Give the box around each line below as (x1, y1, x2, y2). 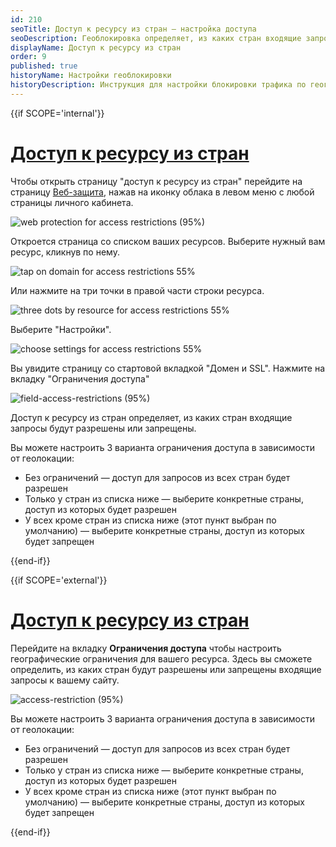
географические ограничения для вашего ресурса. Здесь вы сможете (10, 652, 313, 665)
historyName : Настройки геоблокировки (10, 71, 172, 81)
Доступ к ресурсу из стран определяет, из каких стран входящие (10, 411, 293, 423)
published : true (10, 61, 78, 71)
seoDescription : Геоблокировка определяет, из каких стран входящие (10, 33, 302, 43)
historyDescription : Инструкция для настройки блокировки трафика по (10, 80, 307, 90)
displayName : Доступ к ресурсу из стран (10, 42, 182, 53)
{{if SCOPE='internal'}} (10, 107, 105, 119)
